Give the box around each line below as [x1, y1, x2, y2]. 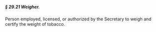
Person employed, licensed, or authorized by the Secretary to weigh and [5, 16, 152, 22]
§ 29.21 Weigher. [5, 4, 40, 10]
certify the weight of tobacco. [5, 21, 65, 27]
